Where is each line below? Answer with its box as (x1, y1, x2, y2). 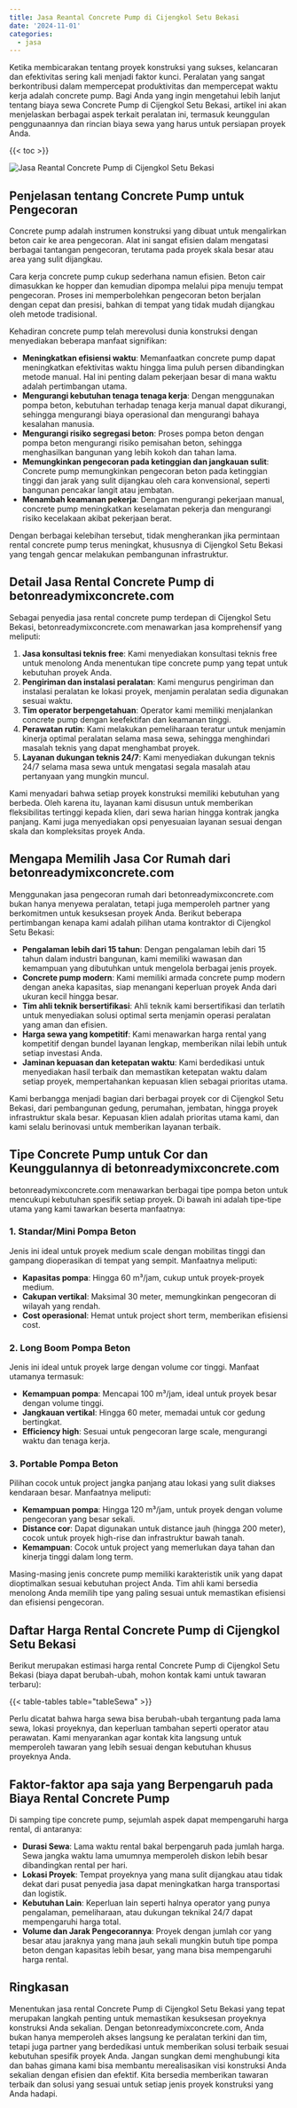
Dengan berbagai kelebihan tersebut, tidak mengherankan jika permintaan (9, 530, 280, 541)
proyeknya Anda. (9, 1751, 72, 1762)
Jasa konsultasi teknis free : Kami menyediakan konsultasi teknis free (21, 648, 277, 659)
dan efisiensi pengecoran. (9, 1597, 105, 1607)
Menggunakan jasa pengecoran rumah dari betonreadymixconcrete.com (9, 888, 275, 899)
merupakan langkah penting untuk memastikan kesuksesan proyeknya (9, 2012, 267, 2024)
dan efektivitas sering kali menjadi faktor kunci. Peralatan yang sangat (9, 72, 266, 83)
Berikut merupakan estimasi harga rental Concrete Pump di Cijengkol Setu (9, 1661, 280, 1671)
